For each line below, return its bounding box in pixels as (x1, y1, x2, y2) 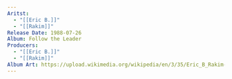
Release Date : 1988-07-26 (7, 29, 81, 36)
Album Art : (7, 61, 39, 68)
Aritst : (7, 10, 30, 17)
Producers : (7, 42, 39, 49)
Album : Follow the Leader (7, 36, 81, 43)
